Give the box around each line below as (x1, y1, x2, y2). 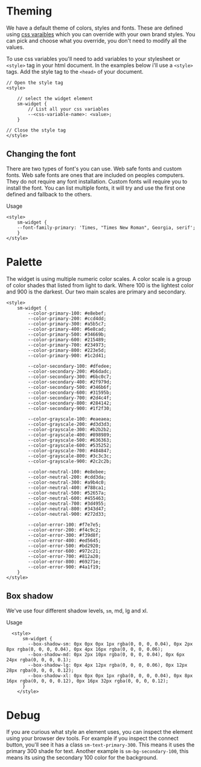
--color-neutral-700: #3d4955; (28, 500, 107, 507)
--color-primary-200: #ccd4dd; (28, 315, 107, 321)
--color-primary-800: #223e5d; (28, 347, 107, 353)
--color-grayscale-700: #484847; (28, 448, 112, 454)
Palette (6, 255, 42, 269)
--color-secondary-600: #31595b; (28, 390, 112, 396)
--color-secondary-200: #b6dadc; (28, 368, 112, 374)
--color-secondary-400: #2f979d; (28, 379, 112, 385)
